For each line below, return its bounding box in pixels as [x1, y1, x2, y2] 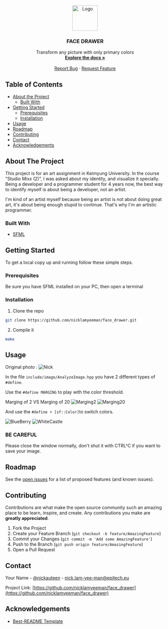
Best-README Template [12, 618, 63, 624]
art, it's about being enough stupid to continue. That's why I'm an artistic [5, 201, 157, 207]
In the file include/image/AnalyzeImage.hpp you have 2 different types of [5, 374, 155, 380]
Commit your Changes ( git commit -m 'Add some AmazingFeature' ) [12, 536, 153, 542]
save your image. [5, 448, 41, 454]
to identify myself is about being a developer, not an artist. [5, 186, 127, 192]
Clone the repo [12, 307, 44, 314]
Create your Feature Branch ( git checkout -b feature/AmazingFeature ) [12, 531, 161, 537]
